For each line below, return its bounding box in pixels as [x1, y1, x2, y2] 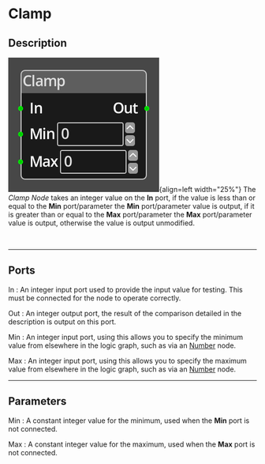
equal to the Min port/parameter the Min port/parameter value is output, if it [8, 202, 255, 210]
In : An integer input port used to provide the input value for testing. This [8, 285, 243, 294]
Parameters [8, 394, 67, 408]
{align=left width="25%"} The [159, 185, 256, 194]
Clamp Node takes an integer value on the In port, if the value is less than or [8, 193, 256, 202]
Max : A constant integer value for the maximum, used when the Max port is [8, 439, 256, 449]
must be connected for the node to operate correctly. [8, 293, 181, 303]
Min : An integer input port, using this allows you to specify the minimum [8, 332, 243, 341]
